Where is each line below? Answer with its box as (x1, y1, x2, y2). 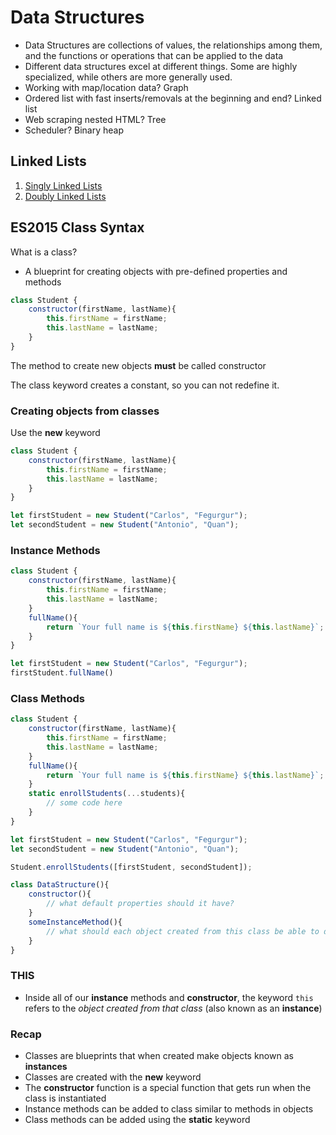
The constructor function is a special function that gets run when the (24, 1082, 312, 1094)
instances (24, 1061, 68, 1073)
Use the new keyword (10, 427, 101, 439)
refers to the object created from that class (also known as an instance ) (24, 1002, 323, 1014)
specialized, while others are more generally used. (24, 71, 233, 83)
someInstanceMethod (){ (28, 917, 123, 927)
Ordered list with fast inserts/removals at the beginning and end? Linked (24, 92, 322, 104)
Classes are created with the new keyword (24, 1071, 202, 1083)
